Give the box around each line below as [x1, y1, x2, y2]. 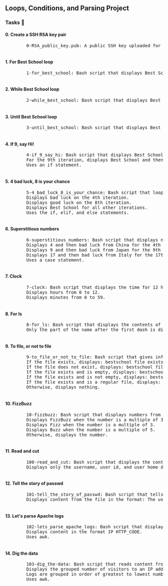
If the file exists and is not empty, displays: [26, 374, 148, 380]
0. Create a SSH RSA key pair [5, 31, 66, 37]
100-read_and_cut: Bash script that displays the [26, 459, 150, 465]
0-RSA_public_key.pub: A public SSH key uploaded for [26, 43, 161, 48]
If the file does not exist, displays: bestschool [26, 364, 153, 370]
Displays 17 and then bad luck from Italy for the [26, 252, 153, 258]
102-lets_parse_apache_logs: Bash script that [26, 524, 142, 530]
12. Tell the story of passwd [5, 481, 63, 487]
